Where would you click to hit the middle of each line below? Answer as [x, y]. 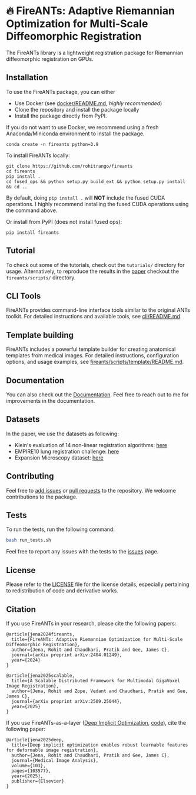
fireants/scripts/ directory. [41, 277]
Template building [40, 335]
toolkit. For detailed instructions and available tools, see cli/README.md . [94, 317]
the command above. [32, 210]
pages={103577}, [31, 771]
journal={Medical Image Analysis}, [55, 760]
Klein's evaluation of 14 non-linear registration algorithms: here [91, 445]
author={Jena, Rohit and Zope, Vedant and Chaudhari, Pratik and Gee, [100, 691]
